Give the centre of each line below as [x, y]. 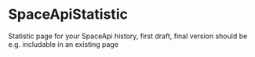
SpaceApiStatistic [68, 14]
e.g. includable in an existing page [64, 44]
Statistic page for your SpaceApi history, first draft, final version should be [128, 36]
